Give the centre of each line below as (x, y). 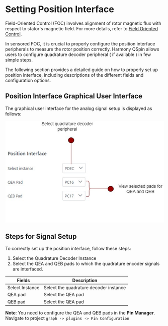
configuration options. (28, 80)
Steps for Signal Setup (41, 236)
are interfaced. (28, 269)
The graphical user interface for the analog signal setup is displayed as (79, 108)
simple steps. (19, 60)
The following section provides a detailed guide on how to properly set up (82, 70)
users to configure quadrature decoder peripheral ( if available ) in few (78, 55)
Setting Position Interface (60, 9)
